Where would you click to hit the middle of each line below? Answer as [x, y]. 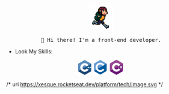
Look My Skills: [34, 51]
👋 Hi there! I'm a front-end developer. [101, 40]
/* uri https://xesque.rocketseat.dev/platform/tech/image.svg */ [85, 84]
